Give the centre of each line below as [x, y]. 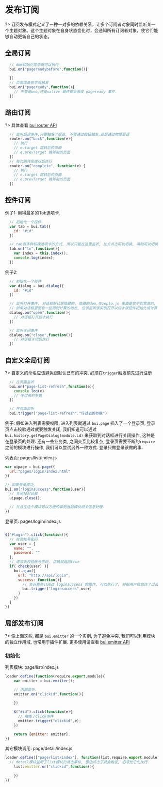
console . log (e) [29, 391]
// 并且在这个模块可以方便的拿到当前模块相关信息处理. [57, 507]
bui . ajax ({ [25, 571]
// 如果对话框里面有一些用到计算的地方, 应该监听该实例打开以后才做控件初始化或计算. [85, 308]
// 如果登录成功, [20, 485]
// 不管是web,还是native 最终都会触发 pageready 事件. [65, 92]
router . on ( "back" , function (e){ [41, 139]
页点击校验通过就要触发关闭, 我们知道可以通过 [51, 429]
